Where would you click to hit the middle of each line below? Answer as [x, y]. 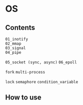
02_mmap [13, 44]
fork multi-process [25, 72]
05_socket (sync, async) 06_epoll [41, 62]
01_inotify [17, 39]
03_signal [16, 48]
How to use [23, 98]
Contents [20, 28]
